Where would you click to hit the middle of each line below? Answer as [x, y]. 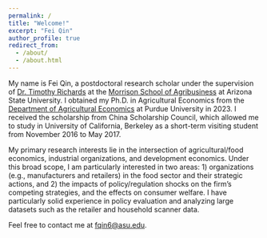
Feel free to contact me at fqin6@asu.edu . [78, 224]
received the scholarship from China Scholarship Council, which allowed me [133, 117]
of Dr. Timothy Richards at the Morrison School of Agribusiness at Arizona [130, 91]
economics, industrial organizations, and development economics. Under [129, 158]
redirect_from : [34, 46]
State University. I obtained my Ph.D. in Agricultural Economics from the [127, 100]
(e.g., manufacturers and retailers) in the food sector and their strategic [126, 175]
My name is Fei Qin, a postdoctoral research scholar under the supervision [131, 83]
